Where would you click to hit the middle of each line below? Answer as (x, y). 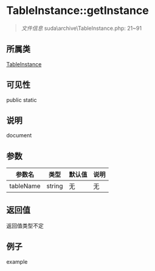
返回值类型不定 (25, 226)
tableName (25, 186)
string (55, 186)
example (17, 261)
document (19, 135)
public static (22, 100)
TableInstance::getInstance (77, 11)
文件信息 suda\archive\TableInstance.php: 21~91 (81, 28)
